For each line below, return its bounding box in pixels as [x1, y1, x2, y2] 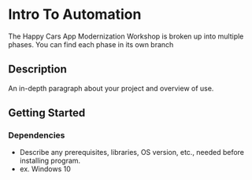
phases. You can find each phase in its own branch [8, 39, 174, 49]
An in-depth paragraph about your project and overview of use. [8, 83, 214, 93]
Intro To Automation [8, 6, 142, 24]
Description [8, 63, 67, 76]
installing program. [19, 156, 81, 166]
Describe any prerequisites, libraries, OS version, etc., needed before [19, 148, 245, 157]
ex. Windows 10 [19, 164, 71, 174]
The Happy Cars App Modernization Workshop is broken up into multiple [8, 31, 244, 41]
